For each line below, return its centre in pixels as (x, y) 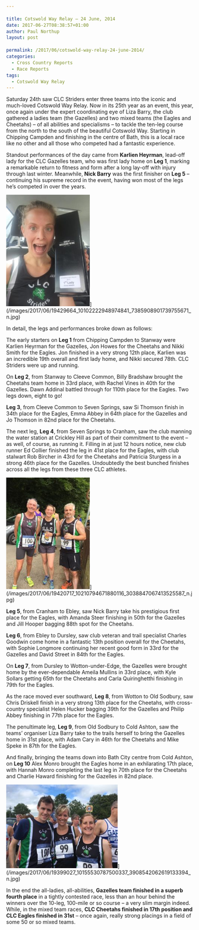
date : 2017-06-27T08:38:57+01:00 (48, 25)
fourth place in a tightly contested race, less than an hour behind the (91, 897)
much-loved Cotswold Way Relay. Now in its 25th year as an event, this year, (100, 106)
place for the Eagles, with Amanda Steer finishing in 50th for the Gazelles (96, 618)
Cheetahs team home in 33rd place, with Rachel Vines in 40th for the (91, 383)
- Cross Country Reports (42, 62)
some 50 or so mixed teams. (41, 922)
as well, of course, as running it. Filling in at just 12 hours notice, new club (96, 444)
